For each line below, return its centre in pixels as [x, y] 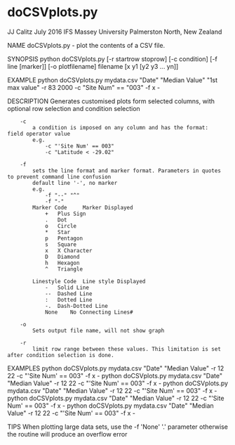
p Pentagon [63, 238]
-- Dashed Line [68, 294]
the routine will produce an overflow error [67, 434]
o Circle [61, 226]
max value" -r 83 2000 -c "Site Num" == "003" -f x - [84, 87]
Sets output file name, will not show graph [99, 330]
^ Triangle [63, 269]
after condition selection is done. [61, 355]
